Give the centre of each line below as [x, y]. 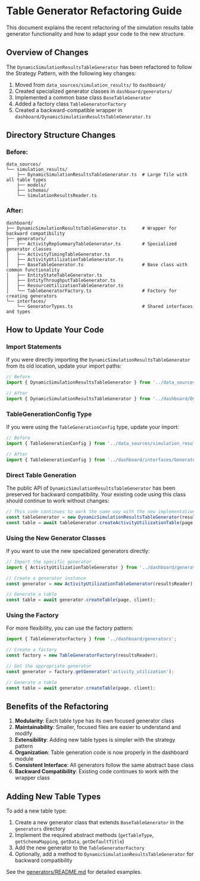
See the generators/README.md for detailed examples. [74, 872]
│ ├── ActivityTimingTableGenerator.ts [58, 254]
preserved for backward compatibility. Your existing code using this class [96, 494]
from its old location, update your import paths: [64, 366]
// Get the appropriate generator [49, 666]
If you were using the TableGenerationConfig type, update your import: [93, 427]
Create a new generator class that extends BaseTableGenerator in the [99, 823]
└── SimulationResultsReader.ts [57, 196]
